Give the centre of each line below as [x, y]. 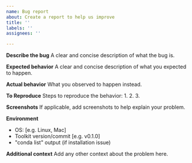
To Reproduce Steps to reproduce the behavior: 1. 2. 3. [73, 96]
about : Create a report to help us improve [61, 17]
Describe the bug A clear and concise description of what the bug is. [90, 55]
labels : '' [19, 28]
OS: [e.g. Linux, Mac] [40, 130]
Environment [22, 119]
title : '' [18, 22]
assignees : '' [24, 34]
